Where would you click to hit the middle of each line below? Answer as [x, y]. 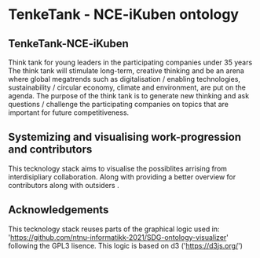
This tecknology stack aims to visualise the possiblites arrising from [118, 168]
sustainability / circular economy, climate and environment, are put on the [127, 87]
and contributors [50, 150]
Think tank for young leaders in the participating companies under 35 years [130, 62]
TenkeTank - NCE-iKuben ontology [124, 15]
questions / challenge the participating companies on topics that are [119, 104]
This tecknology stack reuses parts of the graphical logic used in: [114, 229]
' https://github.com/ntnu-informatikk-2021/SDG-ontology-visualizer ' [119, 237]
